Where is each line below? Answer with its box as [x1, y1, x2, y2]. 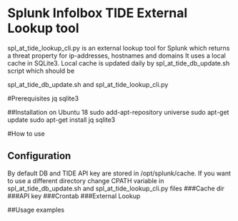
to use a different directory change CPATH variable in [7, 176, 164, 185]
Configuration [7, 150, 71, 162]
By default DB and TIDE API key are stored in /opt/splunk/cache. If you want [7, 169, 231, 178]
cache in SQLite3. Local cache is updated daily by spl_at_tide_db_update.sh [7, 58, 230, 67]
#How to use [7, 129, 45, 138]
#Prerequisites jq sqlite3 [7, 94, 79, 103]
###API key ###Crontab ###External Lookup [7, 191, 141, 200]
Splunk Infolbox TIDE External [7, 5, 188, 21]
